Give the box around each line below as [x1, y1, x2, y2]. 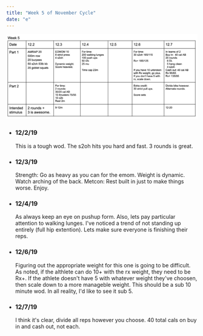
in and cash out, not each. [15, 323, 81, 330]
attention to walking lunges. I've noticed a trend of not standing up [15, 219, 181, 227]
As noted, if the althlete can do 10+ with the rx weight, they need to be [15, 268, 191, 275]
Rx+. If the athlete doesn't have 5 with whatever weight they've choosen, [15, 274, 198, 282]
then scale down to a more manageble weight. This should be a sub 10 [15, 281, 191, 288]
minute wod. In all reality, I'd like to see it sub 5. [15, 287, 133, 295]
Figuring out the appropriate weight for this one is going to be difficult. [15, 261, 191, 269]
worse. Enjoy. [15, 184, 49, 191]
